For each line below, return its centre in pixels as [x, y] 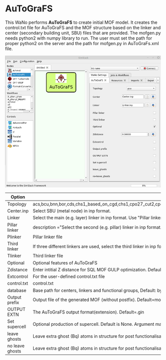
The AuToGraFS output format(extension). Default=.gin [88, 312]
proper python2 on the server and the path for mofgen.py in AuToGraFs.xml [82, 43]
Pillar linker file [48, 237]
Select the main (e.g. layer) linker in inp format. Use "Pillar [91, 218]
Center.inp [18, 211]
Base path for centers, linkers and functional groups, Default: [95, 290]
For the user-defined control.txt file [69, 276]
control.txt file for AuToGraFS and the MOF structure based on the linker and [83, 27]
